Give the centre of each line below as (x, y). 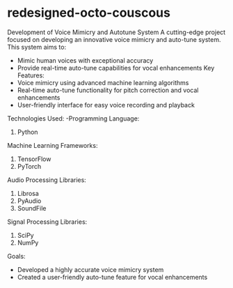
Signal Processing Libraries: (47, 222)
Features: (31, 75)
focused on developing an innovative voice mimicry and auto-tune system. (114, 39)
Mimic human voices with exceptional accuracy (85, 60)
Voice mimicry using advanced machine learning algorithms (103, 82)
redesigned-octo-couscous (89, 13)
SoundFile (32, 208)
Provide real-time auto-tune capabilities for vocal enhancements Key (116, 68)
